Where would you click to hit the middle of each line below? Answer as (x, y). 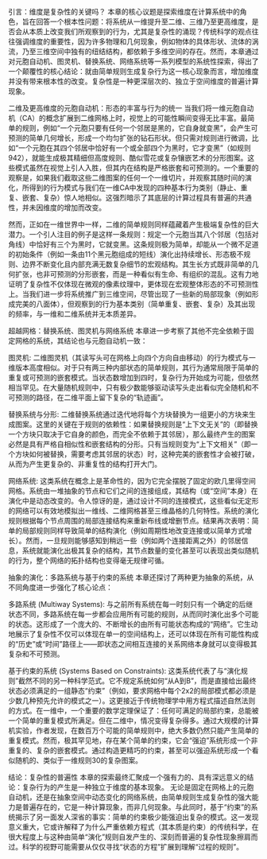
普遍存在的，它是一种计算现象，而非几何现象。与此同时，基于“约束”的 (137, 807)
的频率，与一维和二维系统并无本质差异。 (74, 314)
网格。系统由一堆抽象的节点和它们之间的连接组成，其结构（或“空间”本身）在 (133, 491)
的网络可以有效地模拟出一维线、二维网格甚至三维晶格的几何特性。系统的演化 (133, 511)
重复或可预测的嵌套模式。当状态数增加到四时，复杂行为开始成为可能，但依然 (133, 377)
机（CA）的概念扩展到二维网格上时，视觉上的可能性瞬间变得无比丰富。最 (128, 118)
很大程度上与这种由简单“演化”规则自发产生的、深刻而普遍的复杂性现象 (123, 837)
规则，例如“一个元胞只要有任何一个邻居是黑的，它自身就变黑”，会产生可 (140, 128)
